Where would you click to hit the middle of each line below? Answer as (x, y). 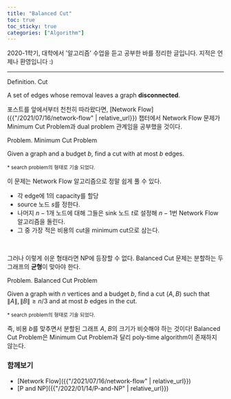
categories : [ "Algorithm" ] (46, 33)
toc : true (21, 20)
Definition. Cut (27, 82)
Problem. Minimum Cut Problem (52, 140)
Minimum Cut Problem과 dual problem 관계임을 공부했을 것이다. (95, 127)
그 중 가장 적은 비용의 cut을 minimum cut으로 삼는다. (88, 230)
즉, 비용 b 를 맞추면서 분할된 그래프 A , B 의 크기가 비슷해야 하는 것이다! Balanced (114, 329)
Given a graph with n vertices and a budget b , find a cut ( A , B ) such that (108, 294)
